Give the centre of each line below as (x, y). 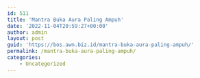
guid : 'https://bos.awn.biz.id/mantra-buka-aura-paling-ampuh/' (101, 45)
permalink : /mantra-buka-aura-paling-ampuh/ (72, 52)
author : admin (27, 32)
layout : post (26, 39)
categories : (24, 58)
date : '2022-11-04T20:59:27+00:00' (58, 26)
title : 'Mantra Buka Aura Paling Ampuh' (66, 20)
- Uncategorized (43, 64)
